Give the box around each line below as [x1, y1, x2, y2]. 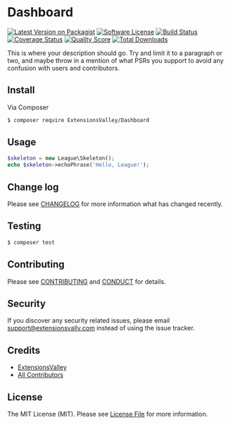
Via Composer [7, 103, 49, 112]
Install [7, 84, 35, 96]
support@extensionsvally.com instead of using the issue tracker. [7, 324, 195, 333]
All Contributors [17, 371, 63, 379]
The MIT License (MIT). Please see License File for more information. [7, 409, 208, 418]
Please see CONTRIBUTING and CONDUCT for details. [7, 277, 166, 286]
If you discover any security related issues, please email [7, 316, 170, 325]
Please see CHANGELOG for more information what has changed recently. [7, 200, 223, 208]
